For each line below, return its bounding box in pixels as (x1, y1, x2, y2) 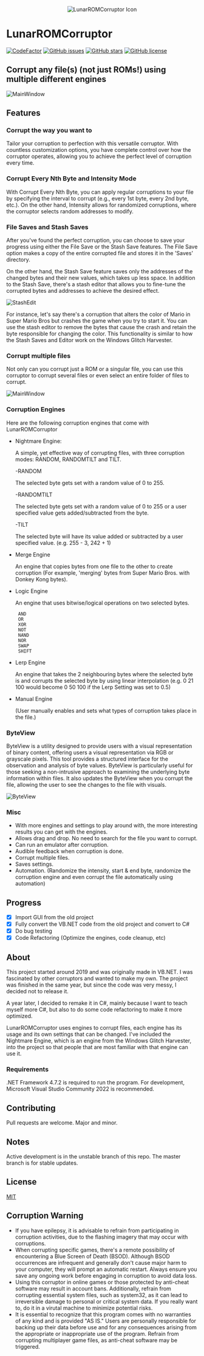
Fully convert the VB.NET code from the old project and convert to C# (15, 920, 190, 928)
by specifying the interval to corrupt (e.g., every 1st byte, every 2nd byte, (6, 194, 189, 202)
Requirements (6, 1065, 49, 1073)
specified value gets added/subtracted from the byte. (15, 509, 149, 516)
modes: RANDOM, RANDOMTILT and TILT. (15, 456, 121, 463)
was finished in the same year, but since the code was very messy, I (6, 981, 177, 988)
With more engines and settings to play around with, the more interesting (15, 822, 198, 829)
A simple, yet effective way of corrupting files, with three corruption (15, 449, 185, 456)
